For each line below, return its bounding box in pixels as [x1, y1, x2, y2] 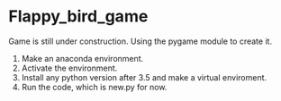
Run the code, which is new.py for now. [21, 81, 168, 92]
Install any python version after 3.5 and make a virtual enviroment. [21, 72, 267, 82]
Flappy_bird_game [8, 6, 149, 27]
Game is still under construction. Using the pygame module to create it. [8, 36, 272, 46]
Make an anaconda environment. [21, 53, 144, 63]
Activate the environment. [21, 63, 118, 73]
